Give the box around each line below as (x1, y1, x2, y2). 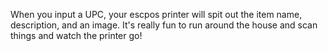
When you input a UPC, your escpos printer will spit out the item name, (10, 9, 303, 20)
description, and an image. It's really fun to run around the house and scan (10, 19, 318, 31)
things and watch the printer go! (10, 30, 143, 41)
